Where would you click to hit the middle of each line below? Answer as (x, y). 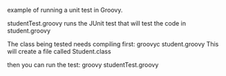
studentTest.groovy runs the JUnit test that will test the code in (97, 23)
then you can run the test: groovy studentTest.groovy (83, 65)
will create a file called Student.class (59, 51)
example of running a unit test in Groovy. (65, 10)
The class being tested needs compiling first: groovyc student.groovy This (113, 44)
